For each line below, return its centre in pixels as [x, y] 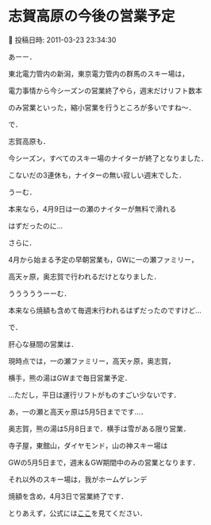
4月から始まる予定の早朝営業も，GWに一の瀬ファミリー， [103, 259]
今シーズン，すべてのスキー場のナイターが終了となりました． [108, 158]
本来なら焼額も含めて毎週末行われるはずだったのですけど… [105, 310]
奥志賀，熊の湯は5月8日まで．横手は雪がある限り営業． [99, 428]
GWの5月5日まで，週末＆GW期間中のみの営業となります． [104, 462]
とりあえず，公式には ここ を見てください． [77, 513]
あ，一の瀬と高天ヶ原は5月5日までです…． [78, 411]
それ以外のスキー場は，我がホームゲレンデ [78, 479]
